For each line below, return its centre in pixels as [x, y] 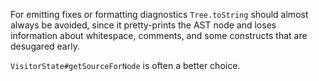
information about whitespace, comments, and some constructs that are [159, 35]
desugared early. [45, 46]
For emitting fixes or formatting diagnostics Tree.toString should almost [159, 14]
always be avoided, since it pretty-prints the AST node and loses [143, 25]
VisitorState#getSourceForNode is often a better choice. [125, 65]
